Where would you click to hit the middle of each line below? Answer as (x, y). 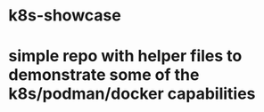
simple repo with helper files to (125, 56)
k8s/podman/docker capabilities (132, 94)
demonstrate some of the (104, 75)
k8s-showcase (65, 16)
